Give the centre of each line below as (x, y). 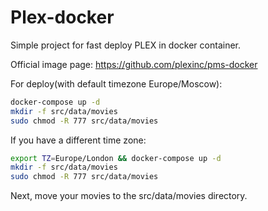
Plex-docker (62, 17)
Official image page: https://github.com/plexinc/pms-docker (134, 64)
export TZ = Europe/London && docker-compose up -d (116, 158)
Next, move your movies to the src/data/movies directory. (129, 196)
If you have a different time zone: (78, 140)
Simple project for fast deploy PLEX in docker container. (125, 45)
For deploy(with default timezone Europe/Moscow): (116, 83)
